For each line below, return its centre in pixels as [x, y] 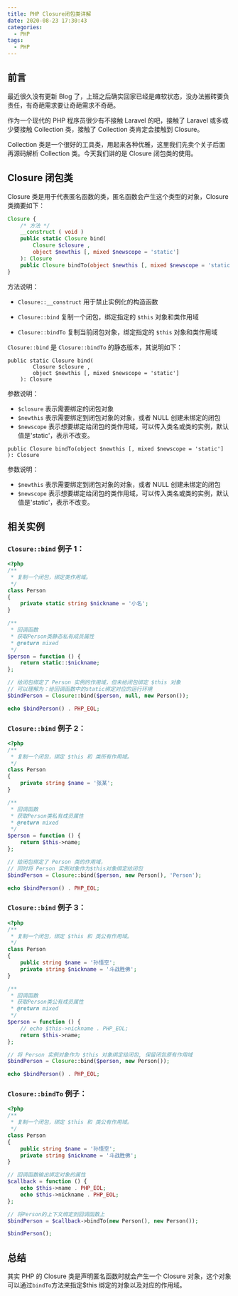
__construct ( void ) [52, 232]
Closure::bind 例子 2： [47, 728]
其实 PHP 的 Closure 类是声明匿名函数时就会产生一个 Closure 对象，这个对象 [119, 1276]
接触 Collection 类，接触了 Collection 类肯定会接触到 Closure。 [112, 129]
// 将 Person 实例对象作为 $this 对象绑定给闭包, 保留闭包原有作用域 [100, 1055]
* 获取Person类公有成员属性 [47, 1002]
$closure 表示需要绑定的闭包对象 [66, 408]
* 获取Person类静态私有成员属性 [52, 636]
